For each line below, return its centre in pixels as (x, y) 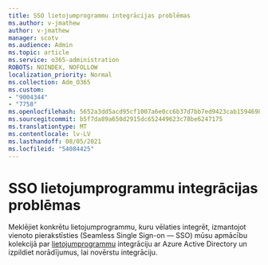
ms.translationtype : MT (48, 127)
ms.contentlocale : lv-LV (49, 134)
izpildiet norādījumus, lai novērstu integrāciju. (83, 252)
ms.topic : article (39, 53)
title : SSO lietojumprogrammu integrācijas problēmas (100, 16)
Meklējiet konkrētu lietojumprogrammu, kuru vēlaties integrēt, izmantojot (127, 227)
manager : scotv (33, 38)
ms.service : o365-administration (64, 60)
